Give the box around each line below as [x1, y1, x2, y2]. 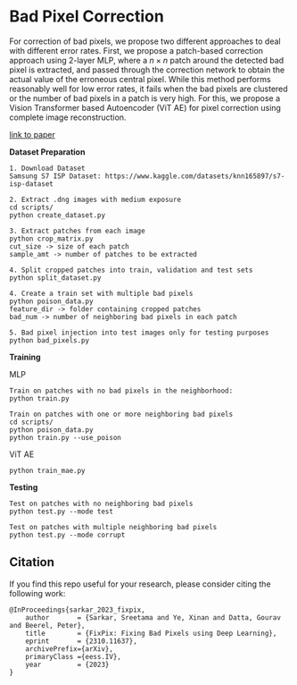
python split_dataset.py [9, 273, 102, 283]
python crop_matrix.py [9, 234, 94, 243]
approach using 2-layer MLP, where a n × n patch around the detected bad [9, 55, 285, 65]
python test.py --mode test [9, 507, 114, 516]
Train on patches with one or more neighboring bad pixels [9, 410, 234, 419]
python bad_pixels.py [9, 335, 90, 345]
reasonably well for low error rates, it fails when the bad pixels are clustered [9, 83, 288, 94]
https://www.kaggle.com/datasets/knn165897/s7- [104, 172, 285, 181]
